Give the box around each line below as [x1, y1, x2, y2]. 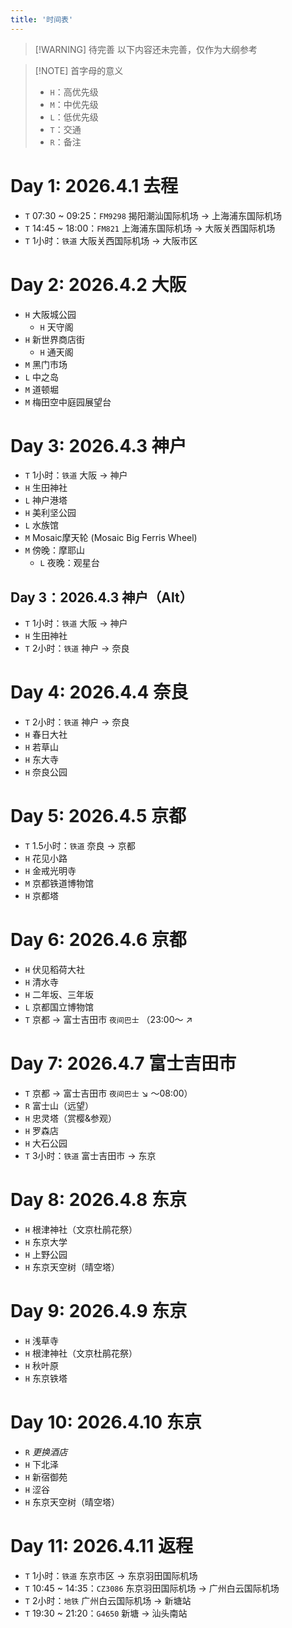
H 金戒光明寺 [24, 865, 77, 877]
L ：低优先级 [49, 111, 99, 123]
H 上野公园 [24, 1248, 68, 1260]
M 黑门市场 [24, 358, 68, 370]
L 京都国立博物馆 [24, 1001, 94, 1013]
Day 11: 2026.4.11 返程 [10, 1535, 194, 1557]
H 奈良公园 [24, 766, 68, 778]
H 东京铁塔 [24, 1372, 68, 1384]
